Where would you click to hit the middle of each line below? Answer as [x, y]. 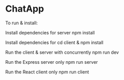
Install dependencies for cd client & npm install [54, 42]
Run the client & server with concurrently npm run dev [62, 52]
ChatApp [25, 9]
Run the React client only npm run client [47, 72]
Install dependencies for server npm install [50, 32]
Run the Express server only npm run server [52, 62]
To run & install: [22, 23]
